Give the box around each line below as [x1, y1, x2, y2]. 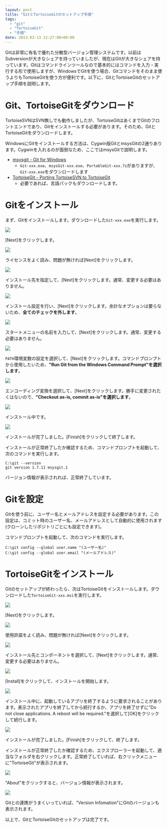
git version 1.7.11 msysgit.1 [5, 465, 68, 470]
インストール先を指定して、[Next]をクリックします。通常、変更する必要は [5, 277, 157, 283]
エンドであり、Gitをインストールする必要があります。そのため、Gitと [13, 123, 156, 130]
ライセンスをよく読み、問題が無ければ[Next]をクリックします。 [5, 257, 136, 263]
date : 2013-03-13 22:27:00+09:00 [5, 35, 75, 40]
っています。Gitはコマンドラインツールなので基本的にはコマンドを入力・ [5, 62, 155, 68]
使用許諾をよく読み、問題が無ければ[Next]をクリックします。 [5, 632, 131, 638]
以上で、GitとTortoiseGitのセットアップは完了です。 [5, 816, 112, 823]
